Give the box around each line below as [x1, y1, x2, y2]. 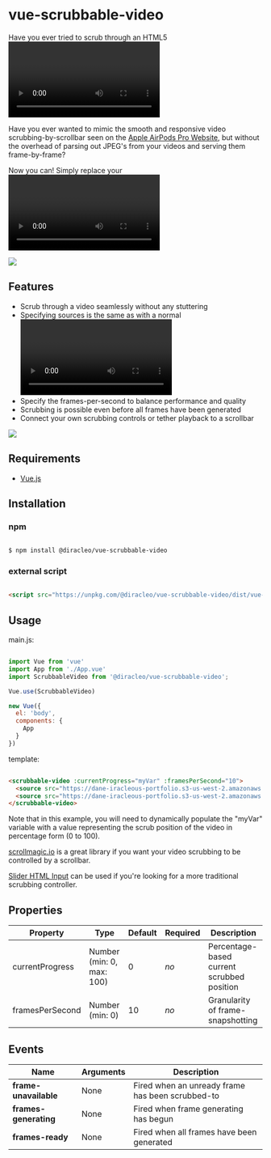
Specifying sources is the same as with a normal [19, 310, 181, 320]
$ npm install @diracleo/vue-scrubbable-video [8, 546, 168, 555]
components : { [15, 717, 63, 725]
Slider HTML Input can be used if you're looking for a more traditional [8, 872, 239, 881]
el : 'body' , [15, 710, 56, 718]
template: [8, 754, 40, 764]
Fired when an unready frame [132, 1080, 246, 1091]
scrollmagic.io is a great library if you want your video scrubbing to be [8, 847, 241, 857]
